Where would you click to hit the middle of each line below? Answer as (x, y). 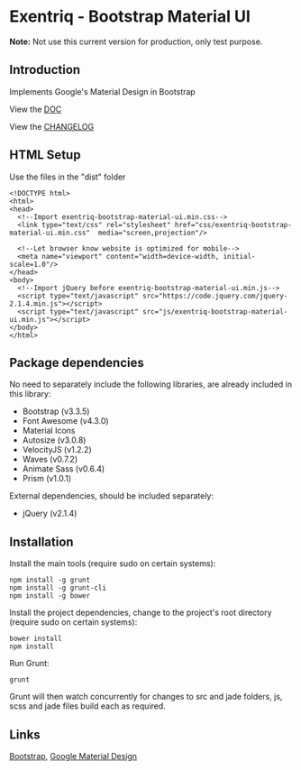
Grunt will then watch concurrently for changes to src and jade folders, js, (146, 697)
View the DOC (36, 109)
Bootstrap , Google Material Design (73, 756)
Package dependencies (77, 362)
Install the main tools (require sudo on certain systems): (113, 564)
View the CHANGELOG (52, 126)
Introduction (45, 70)
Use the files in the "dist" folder (68, 177)
